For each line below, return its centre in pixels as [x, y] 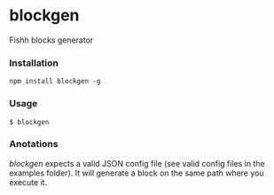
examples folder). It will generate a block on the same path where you [137, 173]
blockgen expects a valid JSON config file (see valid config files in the [137, 163]
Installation [34, 63]
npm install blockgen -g [55, 82]
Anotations [34, 144]
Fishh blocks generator [51, 40]
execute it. [28, 182]
